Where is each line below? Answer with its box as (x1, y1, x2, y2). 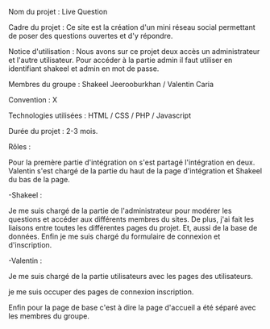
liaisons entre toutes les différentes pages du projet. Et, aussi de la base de (8, 223, 258, 232)
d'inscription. (8, 240, 52, 249)
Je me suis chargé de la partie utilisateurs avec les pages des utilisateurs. (8, 272, 254, 281)
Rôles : (8, 142, 31, 152)
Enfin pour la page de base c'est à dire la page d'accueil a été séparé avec (8, 302, 256, 312)
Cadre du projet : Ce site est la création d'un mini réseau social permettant (8, 23, 255, 31)
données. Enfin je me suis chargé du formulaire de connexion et (8, 231, 221, 241)
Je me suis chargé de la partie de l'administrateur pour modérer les (8, 206, 232, 215)
